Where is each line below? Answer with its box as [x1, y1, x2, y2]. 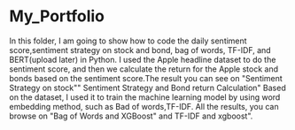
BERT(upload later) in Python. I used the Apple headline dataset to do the [9, 54, 276, 65]
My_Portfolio [9, 6, 105, 27]
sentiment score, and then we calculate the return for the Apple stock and [9, 64, 279, 74]
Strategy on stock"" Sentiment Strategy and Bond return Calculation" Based [9, 82, 286, 93]
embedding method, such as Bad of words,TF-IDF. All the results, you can [9, 101, 279, 111]
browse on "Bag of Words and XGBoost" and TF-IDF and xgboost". [9, 111, 253, 121]
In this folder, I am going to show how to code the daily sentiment [9, 35, 247, 46]
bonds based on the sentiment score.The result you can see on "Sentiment [9, 73, 283, 83]
